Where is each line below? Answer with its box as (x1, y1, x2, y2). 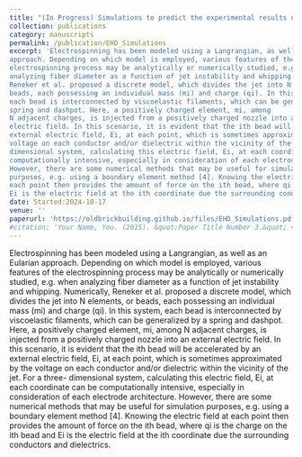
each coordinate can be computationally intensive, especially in (9, 381, 244, 392)
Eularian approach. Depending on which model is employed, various (9, 257, 262, 268)
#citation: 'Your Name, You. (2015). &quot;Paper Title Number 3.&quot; (9, 223, 288, 232)
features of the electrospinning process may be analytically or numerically (9, 267, 285, 278)
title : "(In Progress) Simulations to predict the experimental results (9, 13, 288, 23)
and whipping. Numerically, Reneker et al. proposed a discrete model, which (9, 286, 292, 297)
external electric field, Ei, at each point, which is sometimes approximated (9, 352, 283, 363)
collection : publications (9, 22, 106, 31)
